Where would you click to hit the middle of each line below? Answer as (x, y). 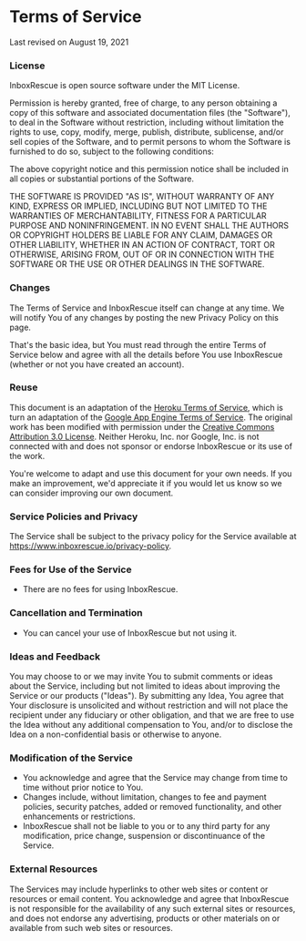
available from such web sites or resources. (91, 927)
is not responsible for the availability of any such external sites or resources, (153, 908)
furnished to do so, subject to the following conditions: (112, 151)
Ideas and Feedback (55, 656)
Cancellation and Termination (76, 613)
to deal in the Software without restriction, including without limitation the (147, 123)
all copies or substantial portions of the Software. (102, 179)
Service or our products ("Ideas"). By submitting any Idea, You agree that (147, 696)
